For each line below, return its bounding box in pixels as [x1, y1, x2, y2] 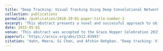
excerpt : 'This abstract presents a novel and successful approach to [5, 20, 151, 26]
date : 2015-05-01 [5, 25, 40, 30]
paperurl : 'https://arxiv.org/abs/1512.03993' [5, 34, 101, 39]
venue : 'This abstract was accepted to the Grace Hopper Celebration [5, 30, 149, 34]
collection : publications [5, 12, 57, 17]
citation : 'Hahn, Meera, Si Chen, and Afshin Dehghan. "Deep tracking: [5, 39, 153, 44]
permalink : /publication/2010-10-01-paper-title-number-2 [5, 16, 125, 21]
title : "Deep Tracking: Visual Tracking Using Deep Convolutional [5, 7, 142, 12]
